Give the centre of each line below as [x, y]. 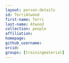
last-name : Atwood [25, 24]
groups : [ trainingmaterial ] [35, 52]
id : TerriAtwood [22, 15]
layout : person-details [30, 10]
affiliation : [19, 34]
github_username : [24, 43]
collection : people [26, 29]
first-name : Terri [25, 19]
